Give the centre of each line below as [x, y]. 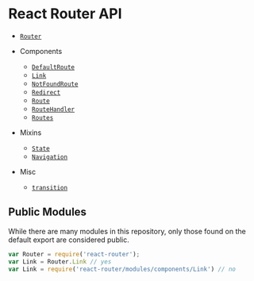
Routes [42, 117]
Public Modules [48, 212]
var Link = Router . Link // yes [60, 262]
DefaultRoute [53, 67]
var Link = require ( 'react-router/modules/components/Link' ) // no [122, 269]
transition [50, 187]
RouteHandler [53, 109]
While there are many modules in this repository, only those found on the [127, 231]
